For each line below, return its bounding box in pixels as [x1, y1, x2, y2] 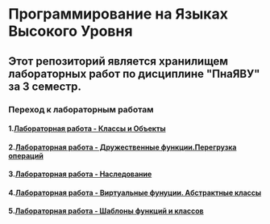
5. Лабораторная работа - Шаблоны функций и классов [8, 206, 204, 216]
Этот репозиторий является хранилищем [8, 54, 228, 68]
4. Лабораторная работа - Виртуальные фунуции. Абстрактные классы [8, 188, 262, 197]
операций [8, 150, 44, 160]
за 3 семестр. [8, 79, 82, 93]
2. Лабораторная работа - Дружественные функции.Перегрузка [8, 142, 237, 152]
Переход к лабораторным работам [8, 104, 155, 115]
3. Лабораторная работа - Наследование [8, 169, 152, 179]
